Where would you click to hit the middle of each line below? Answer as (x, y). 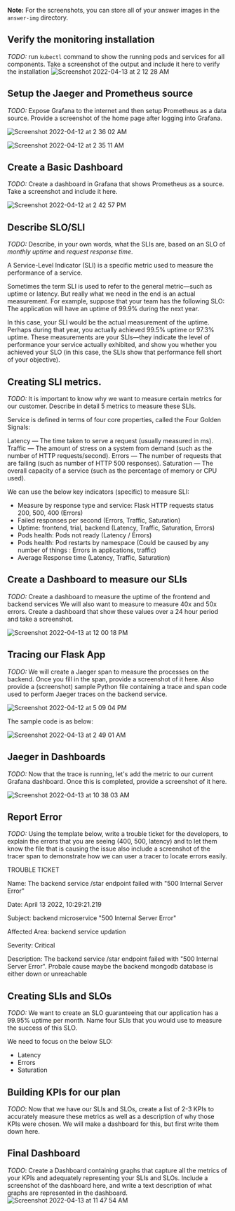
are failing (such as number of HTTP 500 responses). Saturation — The (110, 464)
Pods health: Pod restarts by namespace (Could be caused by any (113, 543)
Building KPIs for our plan (64, 1092)
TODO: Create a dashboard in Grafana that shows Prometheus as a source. (116, 184)
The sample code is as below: (50, 721)
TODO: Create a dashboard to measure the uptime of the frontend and (109, 596)
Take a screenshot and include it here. (62, 192)
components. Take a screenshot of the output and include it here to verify (114, 64)
